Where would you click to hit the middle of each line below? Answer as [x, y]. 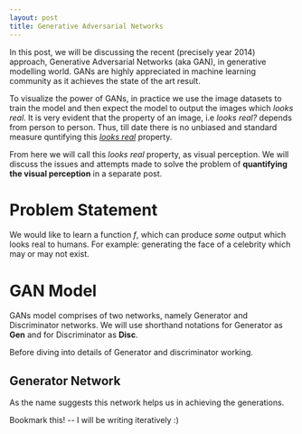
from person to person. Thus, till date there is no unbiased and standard [143, 127]
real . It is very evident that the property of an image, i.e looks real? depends [151, 118]
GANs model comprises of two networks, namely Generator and [129, 316]
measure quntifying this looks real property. [91, 137]
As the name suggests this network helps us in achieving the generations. [147, 402]
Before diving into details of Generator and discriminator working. [131, 353]
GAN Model [53, 291]
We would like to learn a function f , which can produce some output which [148, 235]
